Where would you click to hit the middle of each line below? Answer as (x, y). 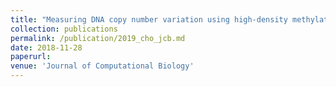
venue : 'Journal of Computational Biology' (102, 66)
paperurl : (31, 57)
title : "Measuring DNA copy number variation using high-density (149, 19)
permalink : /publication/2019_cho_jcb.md (98, 38)
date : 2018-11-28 (46, 47)
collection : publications (64, 29)
